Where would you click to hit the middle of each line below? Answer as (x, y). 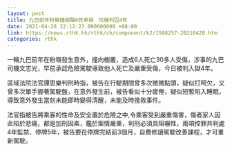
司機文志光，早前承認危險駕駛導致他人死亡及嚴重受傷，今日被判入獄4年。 (112, 68)
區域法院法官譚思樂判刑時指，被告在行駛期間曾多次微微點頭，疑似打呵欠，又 (116, 83)
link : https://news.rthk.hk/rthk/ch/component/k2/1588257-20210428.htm (112, 33)
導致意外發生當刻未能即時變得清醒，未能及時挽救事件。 (86, 100)
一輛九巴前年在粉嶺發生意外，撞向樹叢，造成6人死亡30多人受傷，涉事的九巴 (116, 60)
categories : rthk (32, 39)
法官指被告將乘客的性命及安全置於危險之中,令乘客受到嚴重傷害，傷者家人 (111, 115)
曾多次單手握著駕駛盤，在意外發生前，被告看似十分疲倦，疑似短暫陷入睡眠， (116, 92)
